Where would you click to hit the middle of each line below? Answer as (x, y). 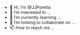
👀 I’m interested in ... (30, 12)
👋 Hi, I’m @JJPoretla (30, 7)
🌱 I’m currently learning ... (35, 17)
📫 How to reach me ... (32, 28)
